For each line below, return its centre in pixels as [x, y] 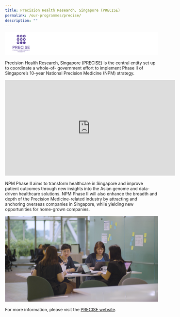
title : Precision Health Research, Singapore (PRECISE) [63, 10]
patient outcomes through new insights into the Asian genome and [72, 189]
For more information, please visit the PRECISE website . [61, 309]
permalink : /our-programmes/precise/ [43, 15]
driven [11, 194]
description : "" [21, 20]
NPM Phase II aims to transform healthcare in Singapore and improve [74, 184]
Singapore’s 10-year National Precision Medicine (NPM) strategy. [70, 73]
